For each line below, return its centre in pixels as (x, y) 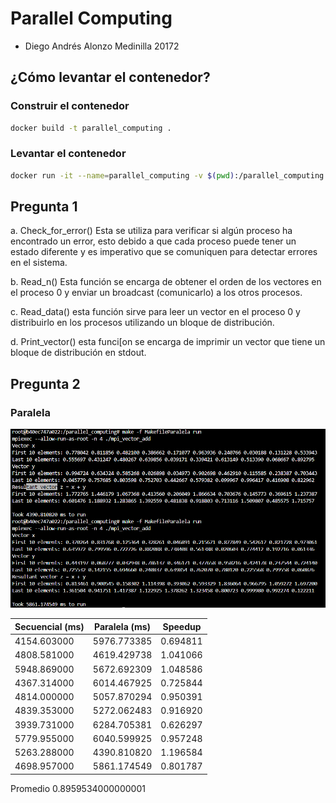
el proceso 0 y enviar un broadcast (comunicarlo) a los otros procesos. (156, 293)
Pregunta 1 (44, 207)
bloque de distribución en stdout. (78, 353)
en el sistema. (39, 263)
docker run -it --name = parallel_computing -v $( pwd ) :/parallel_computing (167, 175)
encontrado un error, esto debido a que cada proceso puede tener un (153, 241)
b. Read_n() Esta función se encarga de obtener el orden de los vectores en (166, 282)
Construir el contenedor (70, 106)
